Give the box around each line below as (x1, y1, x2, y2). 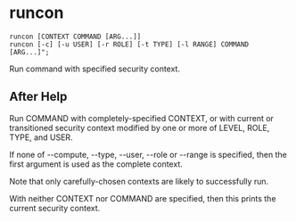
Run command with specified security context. (9, 63, 181, 74)
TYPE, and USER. (9, 132, 73, 143)
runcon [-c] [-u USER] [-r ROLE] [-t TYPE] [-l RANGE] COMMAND (9, 39, 250, 49)
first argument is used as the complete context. (9, 159, 183, 169)
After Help (9, 89, 68, 104)
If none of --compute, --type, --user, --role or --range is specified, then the (9, 149, 287, 160)
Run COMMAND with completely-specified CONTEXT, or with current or (9, 112, 275, 123)
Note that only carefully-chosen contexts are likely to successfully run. (9, 176, 269, 186)
